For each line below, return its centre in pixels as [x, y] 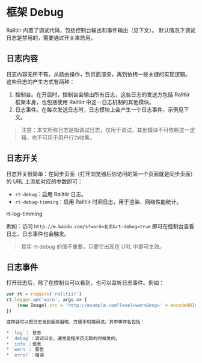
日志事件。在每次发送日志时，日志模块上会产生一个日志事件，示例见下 [102, 110]
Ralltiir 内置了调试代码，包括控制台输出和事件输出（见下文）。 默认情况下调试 [101, 30]
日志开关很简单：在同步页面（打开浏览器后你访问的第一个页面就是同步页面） [101, 174]
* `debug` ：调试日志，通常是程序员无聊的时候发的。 [63, 338]
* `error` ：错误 [25, 355]
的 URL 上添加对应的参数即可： [44, 181]
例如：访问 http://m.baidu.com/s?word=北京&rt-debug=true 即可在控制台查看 [100, 226]
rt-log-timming [24, 214]
